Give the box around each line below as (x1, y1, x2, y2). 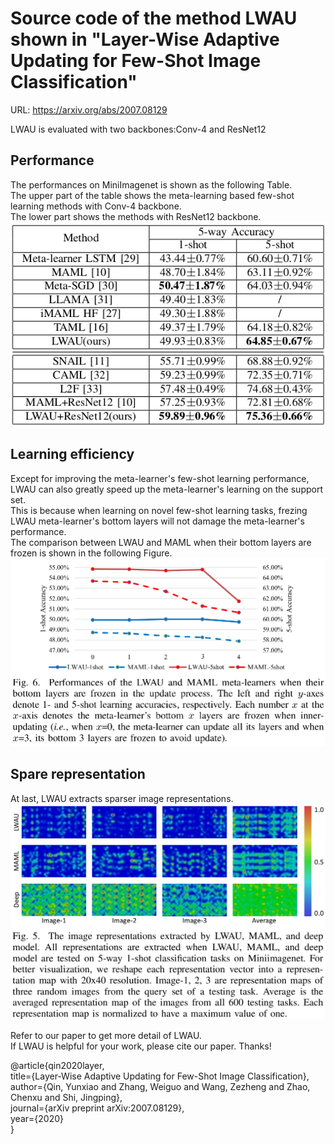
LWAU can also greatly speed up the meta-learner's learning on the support (10, 483, 323, 495)
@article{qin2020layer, (10, 1059, 105, 1071)
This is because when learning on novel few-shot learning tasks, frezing (10, 504, 308, 516)
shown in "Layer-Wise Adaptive (10, 28, 280, 51)
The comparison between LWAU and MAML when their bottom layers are (10, 536, 312, 548)
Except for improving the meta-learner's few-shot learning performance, (10, 472, 310, 484)
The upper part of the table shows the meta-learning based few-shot (10, 189, 295, 201)
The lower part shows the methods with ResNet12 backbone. (10, 210, 262, 222)
